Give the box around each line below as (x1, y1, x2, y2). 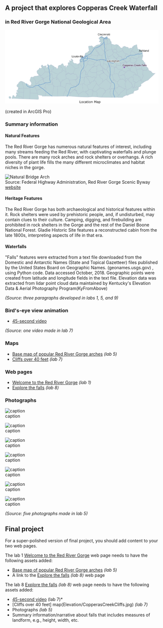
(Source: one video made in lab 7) (5, 327, 73, 334)
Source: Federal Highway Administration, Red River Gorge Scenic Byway (5, 179, 150, 185)
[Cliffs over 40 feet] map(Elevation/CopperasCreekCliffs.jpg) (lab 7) (12, 602, 148, 607)
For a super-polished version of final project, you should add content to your (5, 538, 158, 544)
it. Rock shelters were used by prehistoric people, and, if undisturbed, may (5, 211, 155, 217)
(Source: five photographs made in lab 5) (5, 511, 88, 517)
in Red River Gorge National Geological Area (5, 19, 111, 25)
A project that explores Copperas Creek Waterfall (5, 4, 158, 12)
